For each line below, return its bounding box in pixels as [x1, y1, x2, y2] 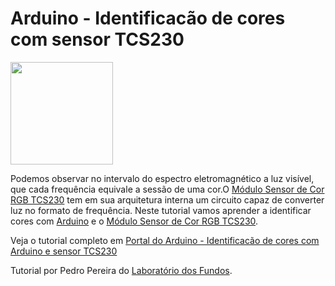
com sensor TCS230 [10, 28, 185, 51]
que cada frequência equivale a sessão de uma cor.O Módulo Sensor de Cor [10, 183, 325, 195]
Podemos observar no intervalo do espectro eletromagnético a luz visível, [10, 172, 315, 184]
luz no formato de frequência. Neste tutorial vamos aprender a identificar [10, 204, 312, 216]
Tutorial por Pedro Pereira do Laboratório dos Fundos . [10, 264, 233, 276]
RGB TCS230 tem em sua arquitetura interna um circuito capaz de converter [10, 193, 325, 206]
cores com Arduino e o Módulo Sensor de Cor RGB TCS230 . [10, 215, 259, 227]
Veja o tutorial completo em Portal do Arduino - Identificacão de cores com [10, 234, 320, 246]
